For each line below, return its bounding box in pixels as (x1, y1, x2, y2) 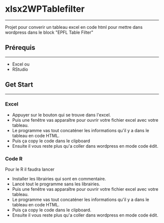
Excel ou (12, 61, 30, 67)
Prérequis (5, 44, 36, 52)
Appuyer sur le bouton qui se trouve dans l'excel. (12, 111, 111, 118)
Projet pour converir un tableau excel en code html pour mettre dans (5, 24, 143, 30)
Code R (5, 155, 23, 162)
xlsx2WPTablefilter (5, 3, 85, 15)
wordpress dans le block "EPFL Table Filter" (5, 29, 94, 35)
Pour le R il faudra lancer (5, 166, 55, 172)
